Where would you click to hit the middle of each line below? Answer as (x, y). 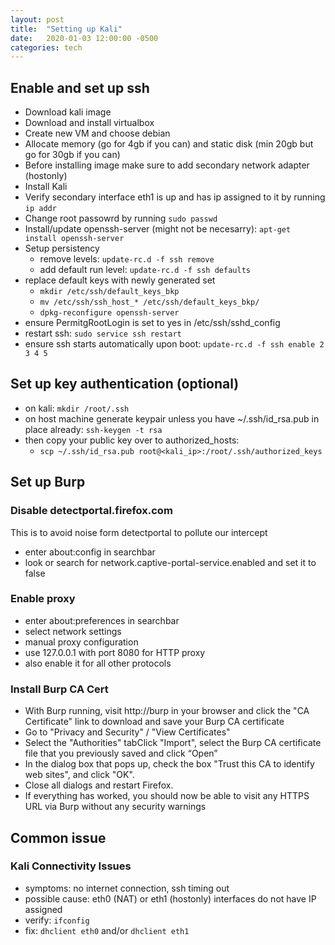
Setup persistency (62, 248)
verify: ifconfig (57, 920)
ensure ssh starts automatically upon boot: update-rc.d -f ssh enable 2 (174, 344)
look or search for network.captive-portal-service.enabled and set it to (170, 562)
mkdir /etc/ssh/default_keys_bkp (109, 292)
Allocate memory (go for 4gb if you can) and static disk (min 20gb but (169, 144)
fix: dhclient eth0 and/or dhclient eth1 (107, 930)
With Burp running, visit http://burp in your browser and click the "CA (167, 711)
